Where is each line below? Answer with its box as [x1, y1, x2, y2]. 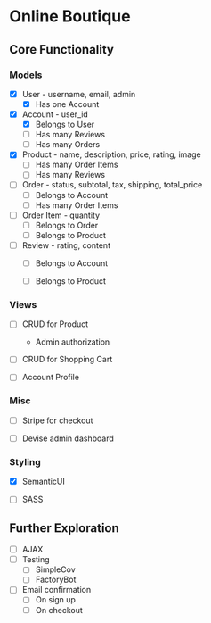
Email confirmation [21, 585, 92, 595]
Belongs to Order [35, 220, 99, 230]
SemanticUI [21, 476, 65, 487]
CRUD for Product [21, 319, 89, 329]
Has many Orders [35, 139, 101, 150]
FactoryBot [35, 574, 77, 586]
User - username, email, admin [21, 88, 136, 99]
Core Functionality [9, 42, 114, 57]
